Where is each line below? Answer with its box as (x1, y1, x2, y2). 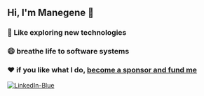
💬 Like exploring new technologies (7, 28, 127, 38)
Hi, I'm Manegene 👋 (7, 7, 95, 19)
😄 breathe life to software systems (7, 47, 130, 56)
